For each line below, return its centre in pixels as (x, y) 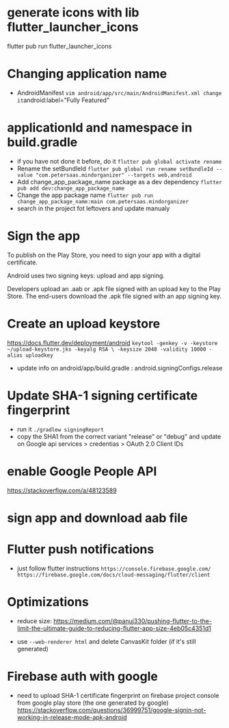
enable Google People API (82, 471)
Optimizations (48, 602)
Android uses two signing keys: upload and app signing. (86, 275)
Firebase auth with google (83, 676)
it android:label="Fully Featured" (63, 100)
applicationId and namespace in (100, 128)
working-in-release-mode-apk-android (72, 717)
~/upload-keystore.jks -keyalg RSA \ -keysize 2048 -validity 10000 (107, 349)
